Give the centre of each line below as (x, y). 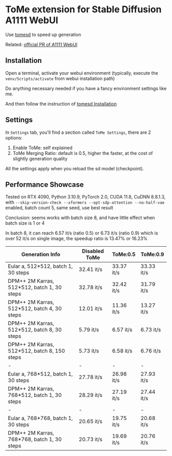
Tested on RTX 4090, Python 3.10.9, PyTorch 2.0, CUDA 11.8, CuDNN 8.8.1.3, (85, 197)
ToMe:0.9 (152, 254)
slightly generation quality (40, 158)
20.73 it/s (90, 440)
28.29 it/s (90, 395)
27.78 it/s (90, 377)
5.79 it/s (89, 330)
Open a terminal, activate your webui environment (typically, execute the (82, 73)
